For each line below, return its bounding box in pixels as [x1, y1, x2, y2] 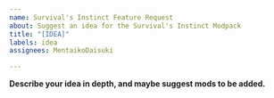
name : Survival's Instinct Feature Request [9, 12, 174, 22]
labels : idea [9, 37, 58, 47]
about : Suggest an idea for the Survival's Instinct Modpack [9, 21, 242, 30]
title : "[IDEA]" [9, 29, 70, 38]
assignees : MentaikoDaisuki [9, 46, 114, 55]
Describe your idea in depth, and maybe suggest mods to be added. [9, 78, 266, 89]
